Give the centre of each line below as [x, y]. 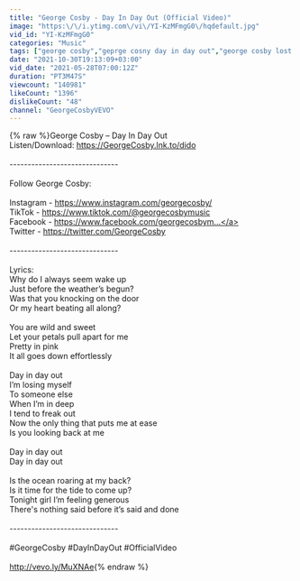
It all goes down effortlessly [61, 356]
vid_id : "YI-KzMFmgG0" [52, 34]
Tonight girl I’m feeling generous [69, 500]
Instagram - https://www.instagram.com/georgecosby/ [111, 203]
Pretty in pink [34, 346]
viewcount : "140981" [48, 85]
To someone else [41, 394]
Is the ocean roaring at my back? [70, 481]
